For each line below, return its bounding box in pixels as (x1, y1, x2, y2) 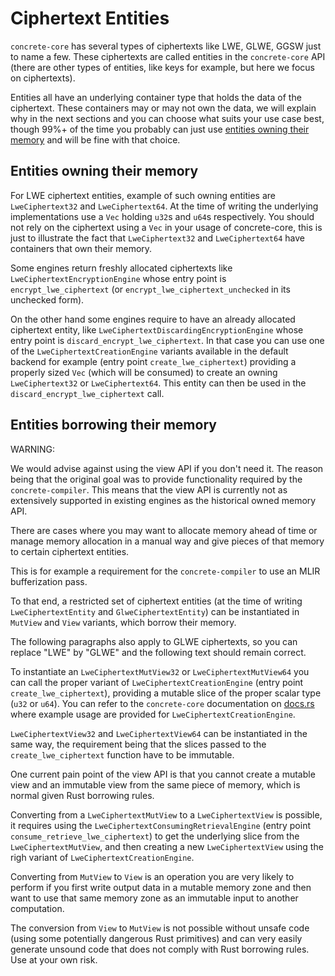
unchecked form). (10, 293, 85, 306)
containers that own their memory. (10, 242, 153, 254)
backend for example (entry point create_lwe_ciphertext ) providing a (10, 355, 297, 367)
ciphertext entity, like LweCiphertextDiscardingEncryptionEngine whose (10, 323, 304, 336)
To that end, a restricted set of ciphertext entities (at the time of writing (10, 595, 303, 607)
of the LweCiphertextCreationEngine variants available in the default (10, 345, 289, 357)
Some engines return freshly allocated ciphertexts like (10, 262, 233, 274)
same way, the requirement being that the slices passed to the (10, 738, 267, 750)
